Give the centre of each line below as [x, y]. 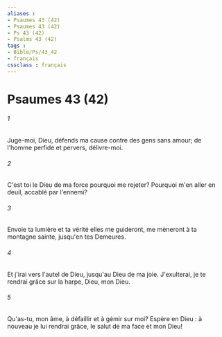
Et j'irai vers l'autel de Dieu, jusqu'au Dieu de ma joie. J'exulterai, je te [106, 274]
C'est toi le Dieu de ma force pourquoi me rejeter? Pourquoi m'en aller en [112, 185]
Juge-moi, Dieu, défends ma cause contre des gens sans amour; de [104, 140]
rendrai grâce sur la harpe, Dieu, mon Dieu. [69, 282]
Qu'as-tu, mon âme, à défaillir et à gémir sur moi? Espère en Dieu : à [105, 318]
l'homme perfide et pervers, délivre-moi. [65, 148]
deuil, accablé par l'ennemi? [48, 192]
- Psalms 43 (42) [32, 39]
